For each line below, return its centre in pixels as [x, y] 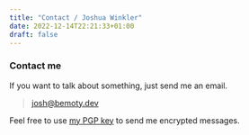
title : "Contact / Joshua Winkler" [76, 18]
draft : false [34, 34]
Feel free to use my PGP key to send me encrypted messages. [124, 120]
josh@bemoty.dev [65, 103]
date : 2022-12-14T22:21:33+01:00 [72, 26]
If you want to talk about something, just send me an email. [118, 85]
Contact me [36, 66]
